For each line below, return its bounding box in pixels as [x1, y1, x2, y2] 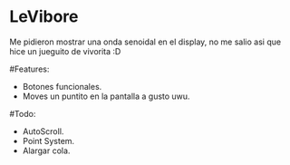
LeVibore [9, 6, 79, 27]
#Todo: [9, 108, 36, 119]
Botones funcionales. [22, 81, 102, 92]
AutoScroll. [22, 125, 64, 137]
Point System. [22, 135, 75, 146]
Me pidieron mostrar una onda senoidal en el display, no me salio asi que [9, 36, 282, 47]
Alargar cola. [22, 145, 71, 156]
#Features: [9, 63, 50, 74]
